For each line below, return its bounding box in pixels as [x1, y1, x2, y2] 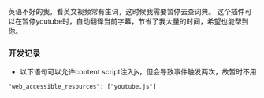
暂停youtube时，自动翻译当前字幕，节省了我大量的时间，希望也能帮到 [21, 16, 249, 26]
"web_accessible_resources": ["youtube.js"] [8, 83, 157, 91]
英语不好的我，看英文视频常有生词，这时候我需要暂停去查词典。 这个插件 [8, 7, 245, 16]
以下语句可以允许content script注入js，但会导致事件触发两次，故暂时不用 [19, 67, 257, 77]
